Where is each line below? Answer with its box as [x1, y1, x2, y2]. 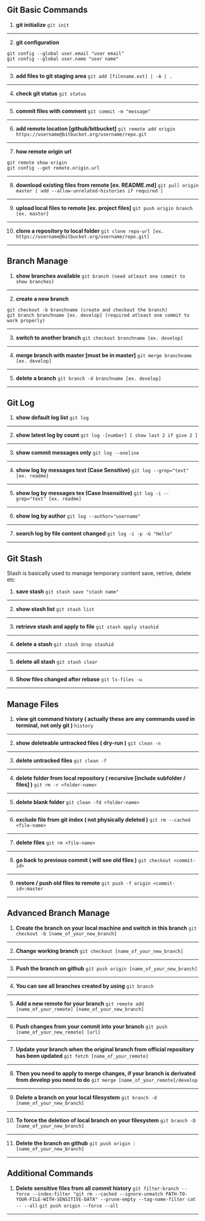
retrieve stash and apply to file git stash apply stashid [15, 623, 159, 631]
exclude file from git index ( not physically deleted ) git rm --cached [15, 816, 191, 824]
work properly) [7, 317, 46, 324]
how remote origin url [15, 148, 72, 155]
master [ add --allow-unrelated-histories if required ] [15, 187, 164, 194]
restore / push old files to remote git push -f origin [15, 879, 151, 887]
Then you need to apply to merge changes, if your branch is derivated [15, 1070, 196, 1077]
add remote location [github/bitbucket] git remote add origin [15, 125, 176, 132]
